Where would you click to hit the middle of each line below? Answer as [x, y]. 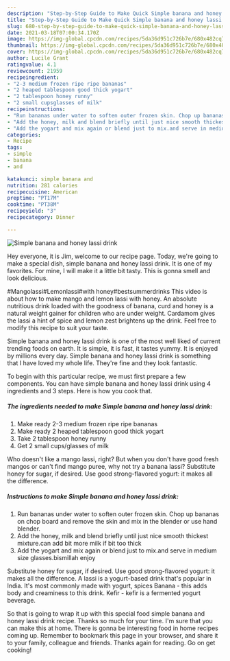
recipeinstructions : [37, 109]
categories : [24, 135]
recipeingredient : [33, 77]
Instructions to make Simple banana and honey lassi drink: [93, 497]
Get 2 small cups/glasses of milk [63, 445]
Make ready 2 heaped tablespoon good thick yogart [90, 431]
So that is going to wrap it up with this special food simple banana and [106, 613]
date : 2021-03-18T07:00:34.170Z [53, 33]
